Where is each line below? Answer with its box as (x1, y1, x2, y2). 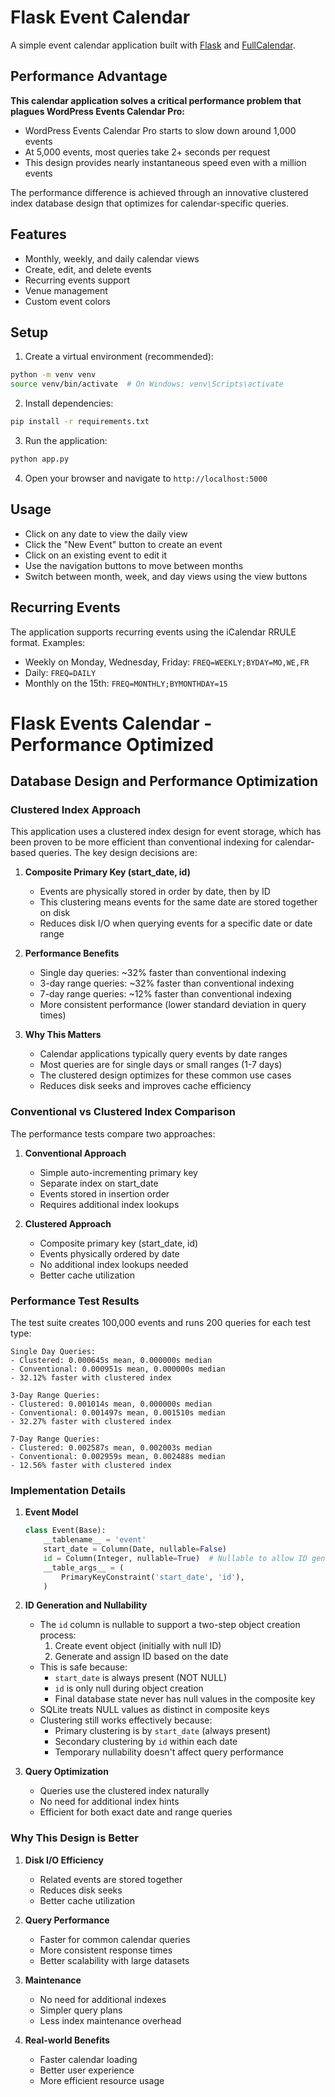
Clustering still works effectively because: (39, 1714, 213, 1726)
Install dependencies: (24, 397, 114, 410)
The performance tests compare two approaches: (10, 1127, 216, 1140)
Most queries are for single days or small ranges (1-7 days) (39, 1059, 283, 1071)
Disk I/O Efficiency (24, 1854, 104, 1866)
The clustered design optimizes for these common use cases (39, 1069, 292, 1081)
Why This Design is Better (10, 1831, 139, 1845)
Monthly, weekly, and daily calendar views (24, 252, 200, 265)
